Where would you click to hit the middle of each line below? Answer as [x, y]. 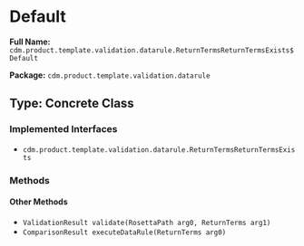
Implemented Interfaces [64, 129]
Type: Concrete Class [72, 104]
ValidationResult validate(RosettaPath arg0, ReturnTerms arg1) [147, 222]
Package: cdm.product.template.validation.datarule [110, 75]
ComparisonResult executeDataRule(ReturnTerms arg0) [124, 232]
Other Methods [39, 202]
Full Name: [30, 42]
